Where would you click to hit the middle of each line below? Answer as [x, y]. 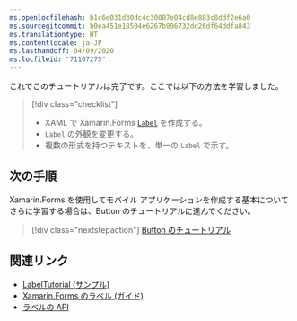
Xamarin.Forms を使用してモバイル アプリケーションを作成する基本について [149, 200]
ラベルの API [46, 307]
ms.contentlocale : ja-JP [56, 43]
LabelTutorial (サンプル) [66, 284]
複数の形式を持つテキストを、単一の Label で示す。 [139, 145]
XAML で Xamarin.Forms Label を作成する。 [126, 123]
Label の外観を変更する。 [92, 134]
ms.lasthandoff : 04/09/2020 [62, 51]
